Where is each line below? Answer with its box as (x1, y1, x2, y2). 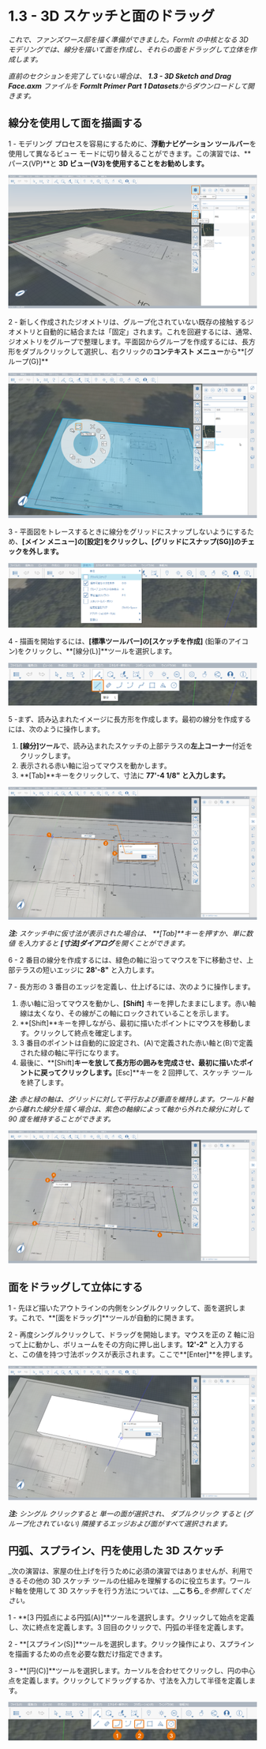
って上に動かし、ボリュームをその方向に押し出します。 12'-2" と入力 (8, 1339, 230, 1349)
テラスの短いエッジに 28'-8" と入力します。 (14, 965, 159, 974)
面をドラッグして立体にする (8, 1281, 144, 1294)
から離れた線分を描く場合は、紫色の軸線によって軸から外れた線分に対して (8, 1104, 250, 1113)
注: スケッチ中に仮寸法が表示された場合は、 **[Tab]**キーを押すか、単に (8, 929, 246, 938)
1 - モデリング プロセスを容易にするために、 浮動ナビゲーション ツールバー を (8, 139, 257, 148)
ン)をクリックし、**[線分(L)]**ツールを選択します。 (8, 647, 177, 656)
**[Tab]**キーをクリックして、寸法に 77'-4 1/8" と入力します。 (19, 771, 230, 780)
